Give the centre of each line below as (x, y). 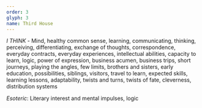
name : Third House (30, 23)
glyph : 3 (17, 18)
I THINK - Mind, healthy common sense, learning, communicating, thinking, (101, 41)
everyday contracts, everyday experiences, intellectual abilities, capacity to (101, 54)
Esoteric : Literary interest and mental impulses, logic (73, 98)
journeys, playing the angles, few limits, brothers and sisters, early (90, 67)
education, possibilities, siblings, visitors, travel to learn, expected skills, (97, 74)
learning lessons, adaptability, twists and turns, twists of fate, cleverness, (99, 80)
